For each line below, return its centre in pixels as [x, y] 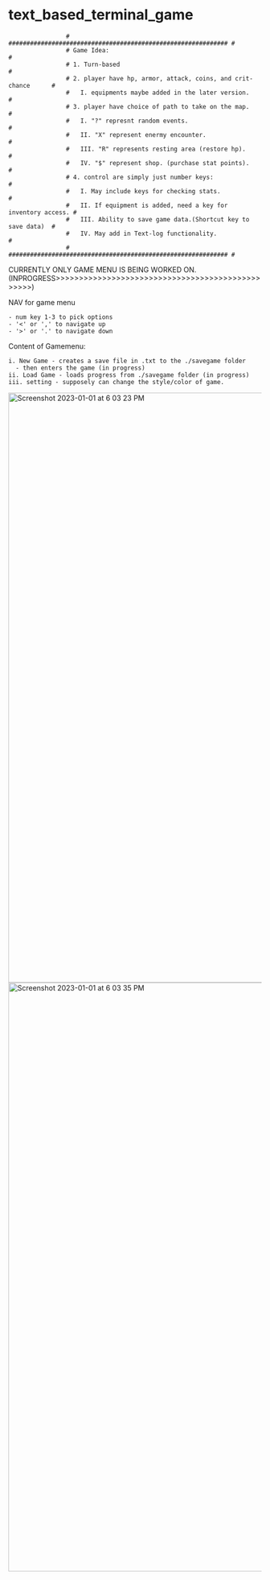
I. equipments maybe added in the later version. [165, 93]
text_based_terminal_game [101, 15]
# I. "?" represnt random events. [127, 121]
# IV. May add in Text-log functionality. [141, 234]
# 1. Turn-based [93, 64]
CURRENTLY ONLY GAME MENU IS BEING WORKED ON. [102, 269]
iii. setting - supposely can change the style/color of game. [117, 382]
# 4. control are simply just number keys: [140, 177]
